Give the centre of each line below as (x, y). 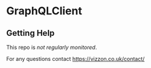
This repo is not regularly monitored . (52, 47)
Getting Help (31, 33)
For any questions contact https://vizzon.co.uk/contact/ (75, 59)
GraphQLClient (44, 11)
